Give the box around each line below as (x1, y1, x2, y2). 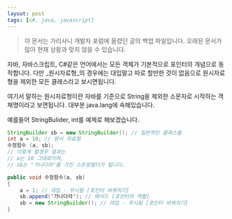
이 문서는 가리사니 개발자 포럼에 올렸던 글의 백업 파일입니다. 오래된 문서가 (24, 36, 222, 45)
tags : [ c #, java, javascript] (7, 17, 95, 24)
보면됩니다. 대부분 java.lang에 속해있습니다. (37, 100, 155, 109)
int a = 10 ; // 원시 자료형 (7, 136, 81, 143)
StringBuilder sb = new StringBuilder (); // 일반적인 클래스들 (7, 129, 182, 136)
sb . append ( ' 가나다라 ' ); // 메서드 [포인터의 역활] (19, 193, 150, 200)
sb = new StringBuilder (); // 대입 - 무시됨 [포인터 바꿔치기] (19, 200, 188, 207)
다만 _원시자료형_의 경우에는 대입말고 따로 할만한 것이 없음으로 (33, 69, 202, 77)
